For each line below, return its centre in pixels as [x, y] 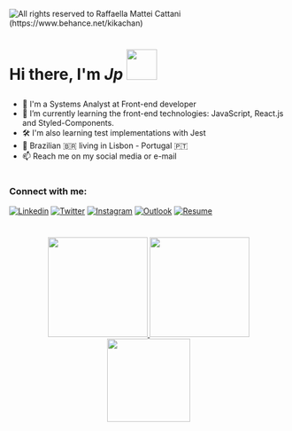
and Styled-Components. [68, 123]
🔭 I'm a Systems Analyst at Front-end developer [109, 104]
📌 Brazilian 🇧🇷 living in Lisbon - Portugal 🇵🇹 [105, 145]
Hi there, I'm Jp [66, 74]
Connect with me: [48, 192]
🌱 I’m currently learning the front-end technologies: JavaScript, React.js [153, 114]
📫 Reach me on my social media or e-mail [99, 156]
